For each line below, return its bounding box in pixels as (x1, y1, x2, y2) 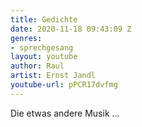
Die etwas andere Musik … (10, 107, 120, 119)
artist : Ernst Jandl (10, 71, 97, 81)
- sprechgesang (10, 42, 74, 53)
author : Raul (10, 61, 65, 71)
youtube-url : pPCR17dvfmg (10, 80, 118, 90)
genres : (10, 33, 43, 43)
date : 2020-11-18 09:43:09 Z (10, 24, 132, 34)
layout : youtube (10, 52, 78, 62)
